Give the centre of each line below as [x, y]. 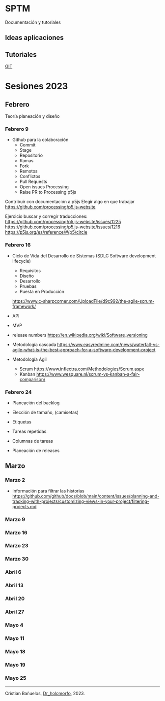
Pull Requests [33, 182]
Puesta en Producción [42, 291]
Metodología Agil [29, 359]
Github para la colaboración [40, 140]
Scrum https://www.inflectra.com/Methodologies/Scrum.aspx [82, 369]
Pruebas [28, 286]
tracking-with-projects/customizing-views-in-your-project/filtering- [81, 501]
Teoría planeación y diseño [32, 116]
